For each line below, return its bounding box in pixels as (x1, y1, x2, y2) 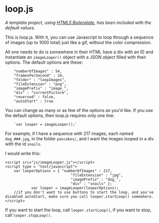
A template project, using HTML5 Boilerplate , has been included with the (5, 20, 151, 25)
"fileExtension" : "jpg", (70, 173, 123, 178)
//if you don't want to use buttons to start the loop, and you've (14, 190, 154, 195)
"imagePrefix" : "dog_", (70, 177, 121, 182)
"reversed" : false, (14, 94, 56, 99)
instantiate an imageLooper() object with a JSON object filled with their (5, 54, 146, 60)
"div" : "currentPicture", (14, 90, 69, 95)
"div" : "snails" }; (70, 181, 112, 186)
